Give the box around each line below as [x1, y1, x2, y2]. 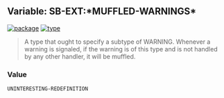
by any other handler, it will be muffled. [24, 52, 136, 60]
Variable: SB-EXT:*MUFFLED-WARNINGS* [7, 6, 196, 17]
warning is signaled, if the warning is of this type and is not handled [24, 44, 218, 53]
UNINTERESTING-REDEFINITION [7, 85, 89, 92]
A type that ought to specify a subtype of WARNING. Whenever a [24, 38, 211, 46]
